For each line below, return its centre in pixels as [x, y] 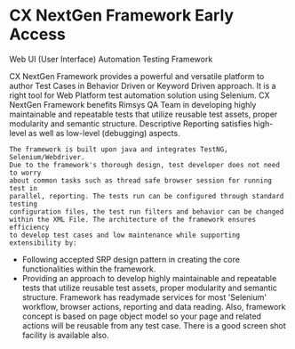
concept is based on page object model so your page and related [142, 316]
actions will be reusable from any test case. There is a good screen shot [154, 325]
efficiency [29, 227]
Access [38, 34]
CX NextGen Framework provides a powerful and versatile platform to [137, 76]
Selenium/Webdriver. [48, 157]
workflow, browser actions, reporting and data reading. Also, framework [154, 306]
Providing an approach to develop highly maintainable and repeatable [149, 278]
